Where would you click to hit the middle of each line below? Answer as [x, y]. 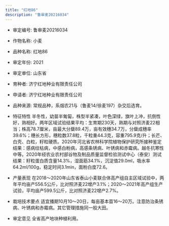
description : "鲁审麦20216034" [37, 15]
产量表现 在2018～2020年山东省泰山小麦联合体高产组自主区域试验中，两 [88, 178]
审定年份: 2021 [28, 62]
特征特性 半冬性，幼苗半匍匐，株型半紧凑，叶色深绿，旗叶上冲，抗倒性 [87, 116]
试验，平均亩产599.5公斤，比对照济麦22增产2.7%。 [67, 190]
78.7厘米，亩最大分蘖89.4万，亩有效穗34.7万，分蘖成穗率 [91, 129]
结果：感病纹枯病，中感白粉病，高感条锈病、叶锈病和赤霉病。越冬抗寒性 [88, 148]
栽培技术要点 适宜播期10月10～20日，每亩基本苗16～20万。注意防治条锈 [88, 201]
